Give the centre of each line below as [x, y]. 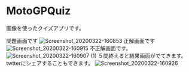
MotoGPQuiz [39, 11]
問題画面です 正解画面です [81, 40]
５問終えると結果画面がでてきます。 [142, 55]
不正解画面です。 [110, 48]
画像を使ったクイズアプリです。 [45, 28]
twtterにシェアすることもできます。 [50, 63]
